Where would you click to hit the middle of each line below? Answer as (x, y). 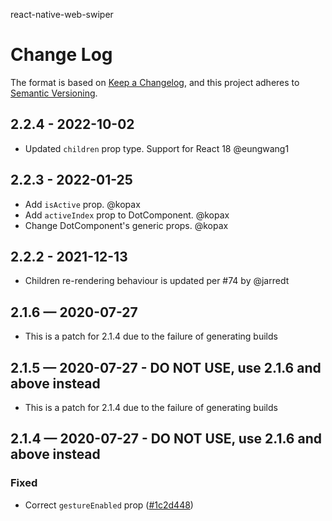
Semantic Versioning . (54, 93)
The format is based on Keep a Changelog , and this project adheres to (155, 82)
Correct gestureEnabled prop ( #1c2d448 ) (109, 505)
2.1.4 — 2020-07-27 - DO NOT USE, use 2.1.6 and (166, 439)
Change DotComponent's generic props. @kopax (126, 225)
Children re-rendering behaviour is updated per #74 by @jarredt (157, 281)
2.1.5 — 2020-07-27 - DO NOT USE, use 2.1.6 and (166, 367)
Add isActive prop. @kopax (82, 204)
